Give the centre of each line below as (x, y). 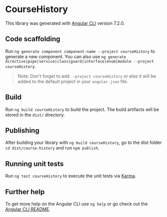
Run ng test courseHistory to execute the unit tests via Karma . (71, 176)
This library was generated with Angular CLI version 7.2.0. (65, 23)
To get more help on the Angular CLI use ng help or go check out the (76, 204)
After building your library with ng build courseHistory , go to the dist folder (84, 142)
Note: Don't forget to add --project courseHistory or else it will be (87, 76)
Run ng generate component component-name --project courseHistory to (80, 51)
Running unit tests (34, 164)
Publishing (22, 130)
